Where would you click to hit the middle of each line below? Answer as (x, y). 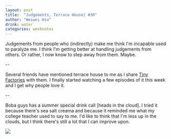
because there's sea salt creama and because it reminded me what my (80, 111)
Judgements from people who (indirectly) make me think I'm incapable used (86, 44)
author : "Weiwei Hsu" (28, 19)
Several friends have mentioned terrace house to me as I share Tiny (77, 74)
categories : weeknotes (29, 29)
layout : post (19, 10)
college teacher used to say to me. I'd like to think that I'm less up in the (81, 116)
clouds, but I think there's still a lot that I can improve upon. (68, 122)
